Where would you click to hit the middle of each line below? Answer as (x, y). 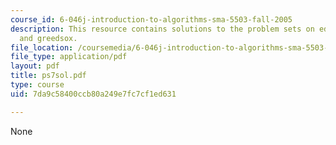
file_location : (42, 47)
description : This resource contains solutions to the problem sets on (162, 29)
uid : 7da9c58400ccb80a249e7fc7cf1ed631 (93, 94)
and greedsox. (48, 38)
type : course (37, 85)
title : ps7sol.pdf (48, 76)
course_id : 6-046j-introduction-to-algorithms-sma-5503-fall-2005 (151, 19)
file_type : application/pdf (69, 57)
